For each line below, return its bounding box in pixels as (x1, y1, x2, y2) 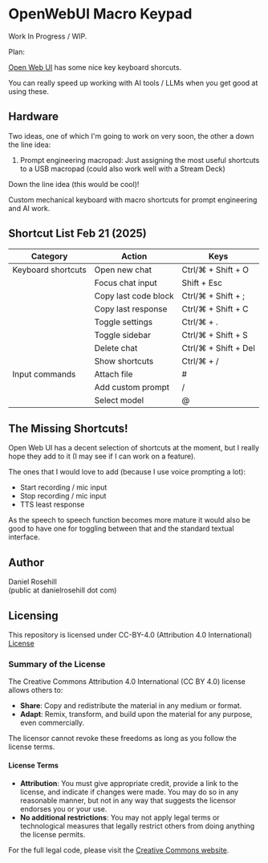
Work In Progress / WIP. (8, 31, 87, 41)
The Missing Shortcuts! (8, 421, 128, 435)
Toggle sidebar (94, 329, 151, 340)
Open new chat (94, 264, 152, 275)
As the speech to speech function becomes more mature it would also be (8, 515, 251, 525)
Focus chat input (94, 277, 158, 288)
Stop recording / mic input (19, 491, 107, 501)
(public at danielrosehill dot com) (8, 585, 117, 595)
